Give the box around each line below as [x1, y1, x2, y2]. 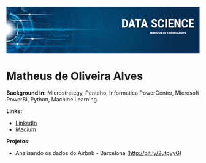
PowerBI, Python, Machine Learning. [6, 96, 99, 103]
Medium [15, 126, 37, 133]
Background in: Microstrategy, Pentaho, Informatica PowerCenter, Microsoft [6, 89, 199, 96]
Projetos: [6, 138, 31, 145]
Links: [6, 107, 23, 115]
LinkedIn [15, 120, 37, 127]
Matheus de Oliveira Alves [6, 69, 143, 83]
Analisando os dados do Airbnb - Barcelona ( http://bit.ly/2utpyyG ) [15, 150, 182, 157]
